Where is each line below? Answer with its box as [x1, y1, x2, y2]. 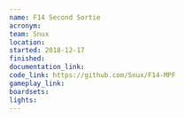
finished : [9, 54, 46, 63]
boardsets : [9, 87, 50, 96]
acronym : [9, 21, 42, 30]
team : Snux [9, 29, 50, 38]
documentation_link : [9, 63, 86, 72]
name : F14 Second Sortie [9, 12, 101, 22]
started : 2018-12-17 [9, 46, 86, 55]
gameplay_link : [9, 79, 65, 88]
